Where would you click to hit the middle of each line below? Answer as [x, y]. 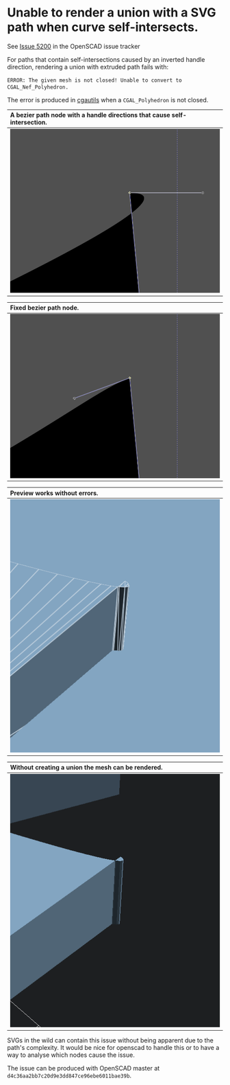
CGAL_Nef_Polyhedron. [38, 87]
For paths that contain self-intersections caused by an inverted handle [106, 59]
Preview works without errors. [54, 493]
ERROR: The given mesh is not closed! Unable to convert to [95, 80]
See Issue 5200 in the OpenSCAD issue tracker [74, 46]
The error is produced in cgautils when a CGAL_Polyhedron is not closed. [108, 100]
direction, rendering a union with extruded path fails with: [88, 67]
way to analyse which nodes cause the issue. [71, 1055]
